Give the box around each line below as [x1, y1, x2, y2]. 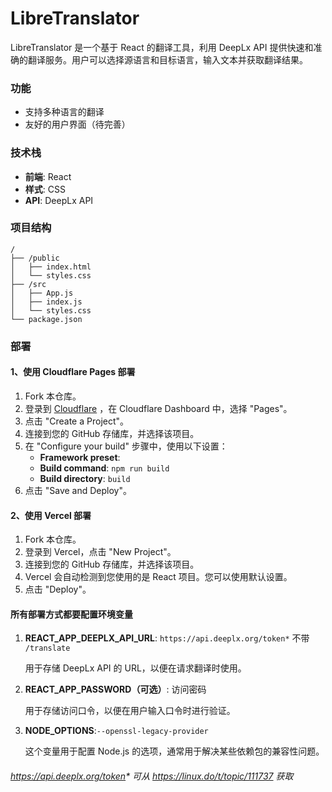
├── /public [10, 253, 60, 263]
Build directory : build [39, 472, 131, 484]
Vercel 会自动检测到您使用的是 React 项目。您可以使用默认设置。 [24, 571, 293, 583]
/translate [24, 643, 71, 654]
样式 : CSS [24, 183, 66, 195]
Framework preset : [39, 451, 121, 463]
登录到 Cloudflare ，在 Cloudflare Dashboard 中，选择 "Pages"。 [24, 402, 293, 414]
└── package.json [10, 314, 83, 324]
